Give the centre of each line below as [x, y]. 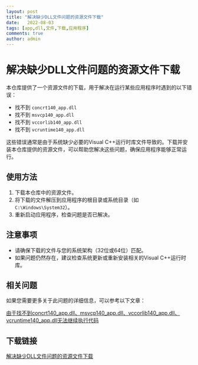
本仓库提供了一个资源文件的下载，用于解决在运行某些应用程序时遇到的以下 [96, 87]
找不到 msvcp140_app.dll [44, 114]
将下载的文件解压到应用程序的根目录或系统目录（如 [77, 200]
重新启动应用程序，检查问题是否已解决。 [64, 214]
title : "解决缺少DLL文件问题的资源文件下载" [55, 17]
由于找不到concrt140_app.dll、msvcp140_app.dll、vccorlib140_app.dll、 [93, 313]
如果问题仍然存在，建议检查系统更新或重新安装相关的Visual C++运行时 [100, 258]
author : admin [24, 39]
